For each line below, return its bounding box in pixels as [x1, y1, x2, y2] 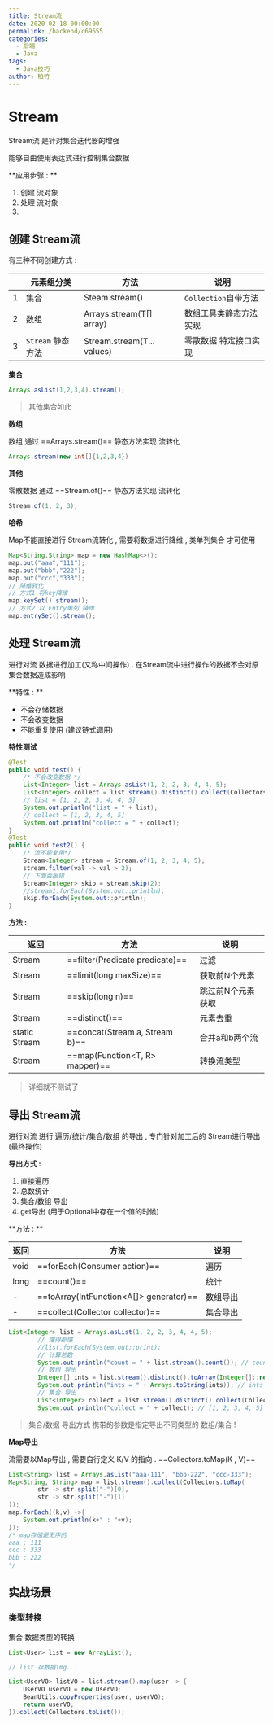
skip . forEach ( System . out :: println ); [23, 895, 148, 903]
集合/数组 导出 [19, 1197, 68, 1205]
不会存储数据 [19, 704, 63, 714]
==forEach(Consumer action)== [37, 1261, 160, 1271]
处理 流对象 [19, 197, 58, 208]
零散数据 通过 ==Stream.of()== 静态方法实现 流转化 [8, 486, 180, 496]
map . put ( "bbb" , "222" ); [8, 567, 85, 575]
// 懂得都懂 [37, 1336, 73, 1344]
